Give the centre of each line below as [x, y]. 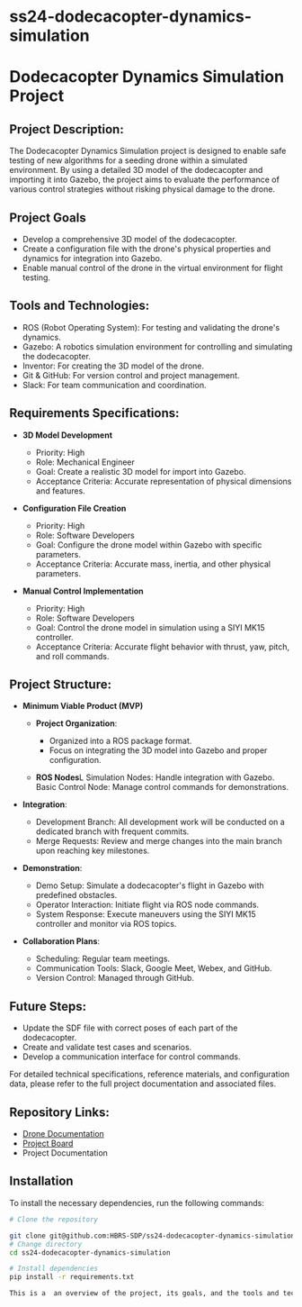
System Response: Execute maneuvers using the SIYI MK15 [146, 914]
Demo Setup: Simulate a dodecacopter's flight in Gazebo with [150, 885]
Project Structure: [61, 685]
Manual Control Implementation [83, 591]
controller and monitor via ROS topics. [106, 924]
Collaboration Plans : [61, 941]
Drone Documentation [63, 1134]
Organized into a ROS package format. [120, 741]
